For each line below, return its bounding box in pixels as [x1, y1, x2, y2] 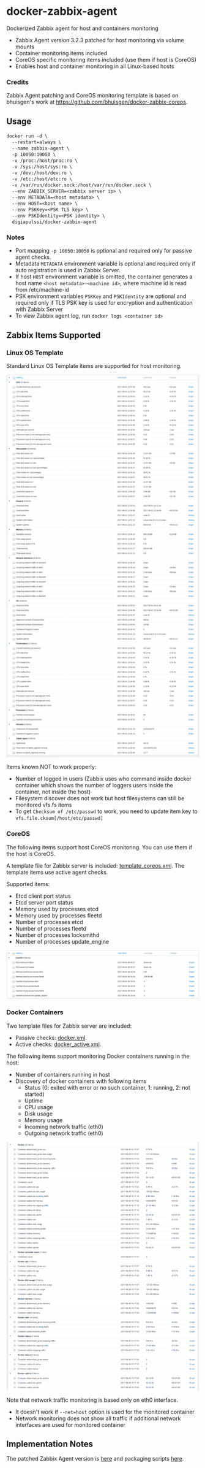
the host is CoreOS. [6, 850, 56, 857]
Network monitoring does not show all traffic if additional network [15, 1415, 181, 1422]
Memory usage [24, 1116, 63, 1123]
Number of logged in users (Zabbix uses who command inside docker [15, 775, 192, 782]
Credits [6, 78, 29, 86]
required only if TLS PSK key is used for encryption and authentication [15, 299, 193, 307]
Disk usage [24, 1110, 53, 1117]
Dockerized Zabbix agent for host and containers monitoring [6, 25, 159, 32]
